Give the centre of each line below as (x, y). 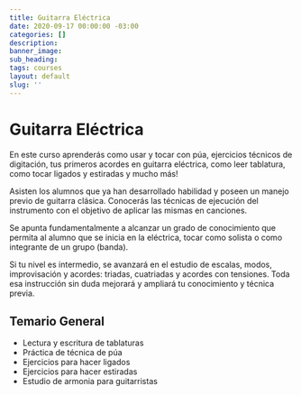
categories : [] (38, 34)
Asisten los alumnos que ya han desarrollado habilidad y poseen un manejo (150, 191)
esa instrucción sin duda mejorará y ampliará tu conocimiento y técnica (142, 283)
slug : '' (26, 85)
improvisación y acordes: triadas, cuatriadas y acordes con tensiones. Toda (150, 274)
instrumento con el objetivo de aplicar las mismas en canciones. (128, 210)
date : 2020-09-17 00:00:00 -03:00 (74, 26)
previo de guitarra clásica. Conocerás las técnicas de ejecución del (134, 200)
